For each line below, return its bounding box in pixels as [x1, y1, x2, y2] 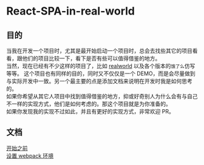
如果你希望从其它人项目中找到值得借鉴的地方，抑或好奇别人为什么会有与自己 [6, 93, 198, 99]
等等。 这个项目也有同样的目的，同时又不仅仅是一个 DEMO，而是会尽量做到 [6, 70, 195, 77]
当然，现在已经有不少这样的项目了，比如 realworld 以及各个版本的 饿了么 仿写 [6, 62, 195, 69]
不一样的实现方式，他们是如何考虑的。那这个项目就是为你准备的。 [6, 100, 171, 107]
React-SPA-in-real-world [6, 4, 135, 18]
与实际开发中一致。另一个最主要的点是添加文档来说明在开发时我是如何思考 [6, 78, 192, 84]
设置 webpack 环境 [6, 152, 54, 159]
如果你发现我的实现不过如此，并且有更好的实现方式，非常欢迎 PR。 [6, 108, 174, 115]
